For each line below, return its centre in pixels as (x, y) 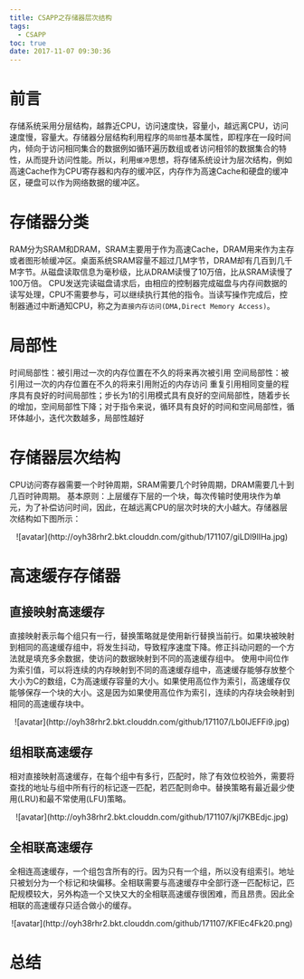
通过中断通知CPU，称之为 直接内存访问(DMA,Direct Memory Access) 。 (150, 306)
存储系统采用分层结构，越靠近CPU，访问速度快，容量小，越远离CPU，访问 (149, 126)
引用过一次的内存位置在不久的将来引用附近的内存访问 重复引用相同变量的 (145, 384)
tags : (19, 26)
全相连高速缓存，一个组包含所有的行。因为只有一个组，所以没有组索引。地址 (152, 871)
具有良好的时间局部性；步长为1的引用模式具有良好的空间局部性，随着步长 (153, 395)
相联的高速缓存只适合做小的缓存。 (73, 905)
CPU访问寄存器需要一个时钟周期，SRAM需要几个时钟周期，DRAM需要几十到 (152, 485)
